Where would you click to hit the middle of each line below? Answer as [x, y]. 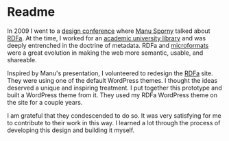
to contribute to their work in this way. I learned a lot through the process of [114, 123]
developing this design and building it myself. [71, 130]
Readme [31, 12]
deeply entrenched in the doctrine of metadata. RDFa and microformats [108, 45]
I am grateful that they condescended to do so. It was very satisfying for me [114, 115]
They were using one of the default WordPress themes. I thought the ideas [112, 80]
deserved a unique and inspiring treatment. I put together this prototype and [114, 88]
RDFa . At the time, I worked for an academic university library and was [107, 38]
